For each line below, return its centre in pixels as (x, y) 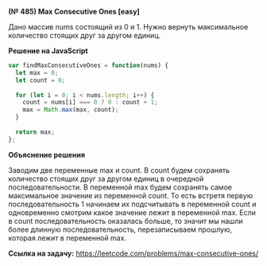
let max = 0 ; (37, 72)
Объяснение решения (47, 155)
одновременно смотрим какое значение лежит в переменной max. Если (132, 212)
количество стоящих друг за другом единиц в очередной (106, 178)
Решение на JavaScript (48, 51)
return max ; (35, 132)
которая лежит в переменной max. (68, 237)
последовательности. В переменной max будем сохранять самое (120, 187)
